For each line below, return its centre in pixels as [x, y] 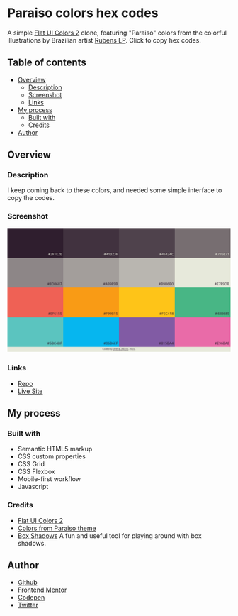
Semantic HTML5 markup [55, 449]
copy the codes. [31, 198]
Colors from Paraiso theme [57, 528]
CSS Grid [31, 464]
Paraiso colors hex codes [83, 13]
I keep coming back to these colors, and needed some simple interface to [115, 190]
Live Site [30, 391]
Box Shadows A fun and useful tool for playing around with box [109, 535]
